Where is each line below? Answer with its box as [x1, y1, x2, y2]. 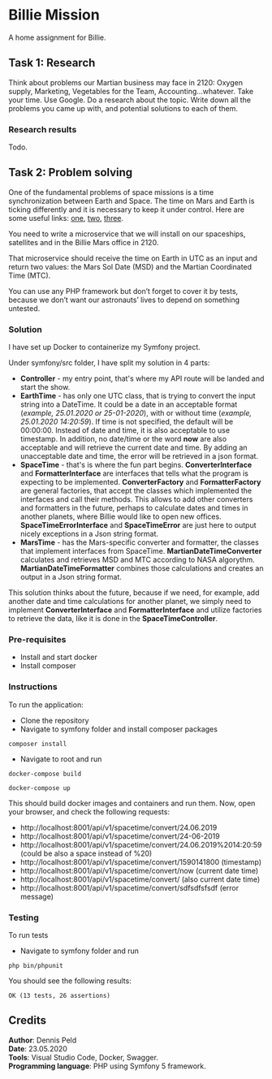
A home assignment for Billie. [8, 32, 107, 42]
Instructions [8, 681, 58, 693]
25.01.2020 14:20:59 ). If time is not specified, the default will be [19, 416, 234, 427]
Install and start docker [19, 652, 97, 663]
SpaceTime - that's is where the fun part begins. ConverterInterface [19, 460, 253, 470]
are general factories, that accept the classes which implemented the [19, 486, 253, 496]
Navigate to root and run [19, 753, 102, 764]
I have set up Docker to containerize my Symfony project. [8, 343, 201, 352]
